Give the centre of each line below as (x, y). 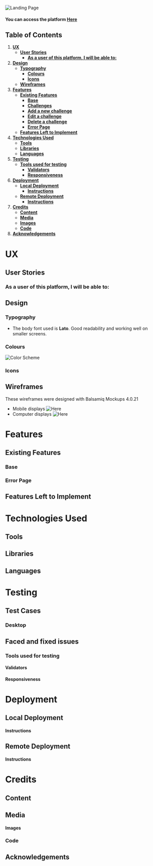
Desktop (16, 625)
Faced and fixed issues (42, 641)
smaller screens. (29, 333)
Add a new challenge (50, 111)
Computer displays (32, 414)
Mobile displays (29, 409)
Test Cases (23, 611)
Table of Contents (34, 35)
